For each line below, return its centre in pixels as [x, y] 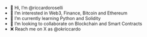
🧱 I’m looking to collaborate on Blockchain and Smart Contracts [76, 23]
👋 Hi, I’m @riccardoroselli [36, 8]
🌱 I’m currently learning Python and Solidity [55, 18]
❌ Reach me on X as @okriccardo [45, 29]
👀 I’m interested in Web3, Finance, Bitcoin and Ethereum [69, 13]
